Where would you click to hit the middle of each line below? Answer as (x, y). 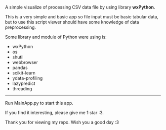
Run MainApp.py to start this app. (39, 103)
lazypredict (24, 83)
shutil (18, 57)
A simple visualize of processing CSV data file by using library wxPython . (80, 7)
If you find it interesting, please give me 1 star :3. (54, 113)
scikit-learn (24, 73)
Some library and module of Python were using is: (56, 37)
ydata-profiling (27, 78)
